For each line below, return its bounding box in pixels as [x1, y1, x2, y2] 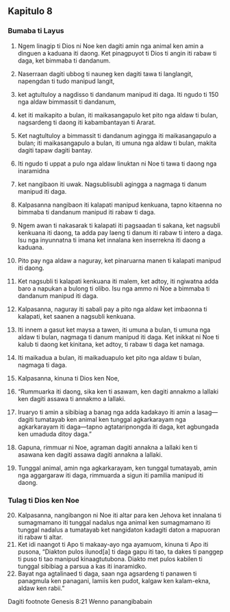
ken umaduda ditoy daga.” [17, 429, 92, 438]
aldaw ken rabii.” [17, 584, 65, 592]
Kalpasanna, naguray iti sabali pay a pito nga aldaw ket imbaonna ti [17, 305, 207, 313]
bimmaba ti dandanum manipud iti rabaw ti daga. [17, 207, 156, 216]
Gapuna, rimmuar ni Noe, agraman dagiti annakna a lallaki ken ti [17, 443, 198, 451]
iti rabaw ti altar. [17, 532, 64, 541]
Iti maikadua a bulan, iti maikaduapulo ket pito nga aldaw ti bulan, [17, 353, 202, 361]
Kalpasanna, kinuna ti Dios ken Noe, [17, 374, 120, 382]
